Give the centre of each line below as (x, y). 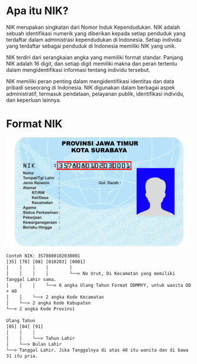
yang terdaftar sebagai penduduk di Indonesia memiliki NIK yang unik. (91, 46)
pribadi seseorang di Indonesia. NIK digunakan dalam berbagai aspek (91, 87)
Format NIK (35, 124)
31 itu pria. (22, 356)
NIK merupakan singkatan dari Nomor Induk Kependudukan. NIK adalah (93, 27)
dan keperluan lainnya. (34, 100)
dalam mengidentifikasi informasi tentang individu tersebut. (78, 70)
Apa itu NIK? (37, 11)
